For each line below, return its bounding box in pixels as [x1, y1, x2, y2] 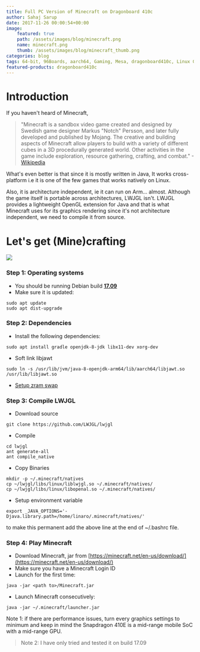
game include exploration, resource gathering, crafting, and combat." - [20, 152, 194, 160]
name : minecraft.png [17, 42, 68, 48]
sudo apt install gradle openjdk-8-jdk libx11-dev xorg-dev [6, 344, 159, 350]
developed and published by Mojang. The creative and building [20, 133, 176, 141]
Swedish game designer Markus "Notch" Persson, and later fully [20, 127, 179, 135]
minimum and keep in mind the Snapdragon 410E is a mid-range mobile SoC [6, 622, 193, 629]
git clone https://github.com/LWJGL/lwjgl [6, 422, 113, 428]
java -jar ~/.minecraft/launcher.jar [6, 605, 100, 611]
